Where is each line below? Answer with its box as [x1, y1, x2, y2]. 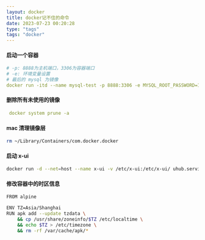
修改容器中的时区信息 [6, 180, 60, 187]
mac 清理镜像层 [6, 124, 46, 131]
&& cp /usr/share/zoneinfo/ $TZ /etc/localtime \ [17, 216, 143, 222]
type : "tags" [6, 26, 40, 32]
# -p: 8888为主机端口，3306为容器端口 [6, 65, 95, 71]
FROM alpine [6, 194, 37, 200]
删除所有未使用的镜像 [6, 96, 60, 104]
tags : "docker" [6, 32, 45, 38]
